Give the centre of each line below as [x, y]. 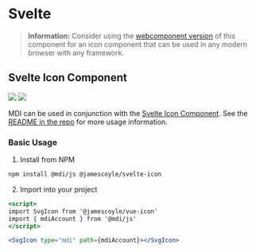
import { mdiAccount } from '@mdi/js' [72, 219]
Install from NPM [47, 160]
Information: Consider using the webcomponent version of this [132, 36]
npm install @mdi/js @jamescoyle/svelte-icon [85, 174]
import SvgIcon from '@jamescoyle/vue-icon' [83, 211]
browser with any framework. [76, 52]
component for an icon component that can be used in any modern [138, 44]
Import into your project [58, 189]
